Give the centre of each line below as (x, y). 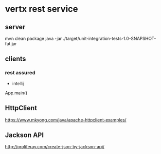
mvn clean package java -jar (34, 38)
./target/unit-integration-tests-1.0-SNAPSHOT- (110, 38)
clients (16, 59)
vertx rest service (42, 9)
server (15, 27)
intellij (18, 83)
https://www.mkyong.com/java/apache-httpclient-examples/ (66, 120)
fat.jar (11, 44)
